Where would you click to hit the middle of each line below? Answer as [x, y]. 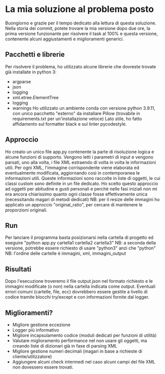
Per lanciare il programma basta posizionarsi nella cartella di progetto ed [80, 237]
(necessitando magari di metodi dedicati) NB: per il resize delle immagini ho [82, 199]
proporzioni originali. [26, 210]
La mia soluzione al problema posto [80, 9]
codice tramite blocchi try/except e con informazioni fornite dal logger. [77, 297]
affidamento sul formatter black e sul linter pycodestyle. [70, 124]
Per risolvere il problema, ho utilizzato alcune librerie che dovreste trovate [81, 66]
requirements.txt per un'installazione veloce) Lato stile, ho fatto [77, 119]
